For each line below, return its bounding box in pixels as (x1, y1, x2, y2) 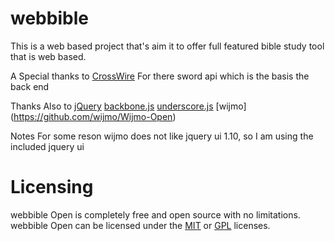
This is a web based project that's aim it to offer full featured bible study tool (10, 40, 325, 52)
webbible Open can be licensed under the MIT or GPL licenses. (10, 219, 271, 231)
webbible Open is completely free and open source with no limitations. (10, 208, 301, 221)
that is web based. (10, 50, 87, 62)
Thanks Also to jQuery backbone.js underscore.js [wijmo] (10, 100, 247, 112)
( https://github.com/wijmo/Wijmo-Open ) (10, 110, 177, 122)
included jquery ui (10, 140, 85, 152)
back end (10, 80, 50, 92)
